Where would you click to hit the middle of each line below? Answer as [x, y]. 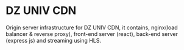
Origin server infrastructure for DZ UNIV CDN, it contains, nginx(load [92, 27]
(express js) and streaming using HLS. [54, 40]
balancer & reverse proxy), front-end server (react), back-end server [92, 34]
